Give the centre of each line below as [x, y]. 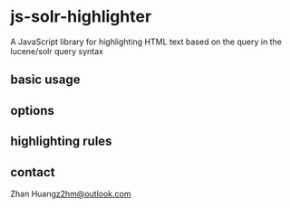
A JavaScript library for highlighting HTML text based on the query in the [146, 42]
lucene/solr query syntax [57, 51]
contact [33, 172]
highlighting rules [61, 142]
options [33, 110]
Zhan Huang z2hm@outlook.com [71, 194]
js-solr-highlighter [81, 17]
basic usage [45, 80]
